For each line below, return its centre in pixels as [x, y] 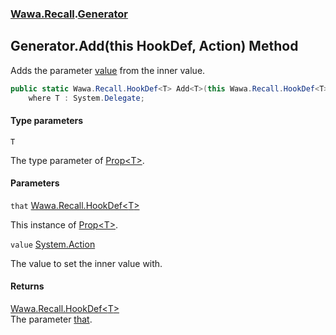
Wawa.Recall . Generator [69, 14]
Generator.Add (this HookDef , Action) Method [154, 46]
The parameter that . [51, 319]
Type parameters [47, 121]
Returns [27, 286]
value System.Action [53, 244]
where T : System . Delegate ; [86, 98]
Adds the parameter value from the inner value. [108, 70]
